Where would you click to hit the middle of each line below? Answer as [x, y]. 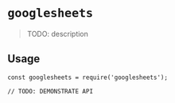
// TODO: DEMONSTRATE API [50, 91]
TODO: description [58, 34]
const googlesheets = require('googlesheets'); [88, 77]
